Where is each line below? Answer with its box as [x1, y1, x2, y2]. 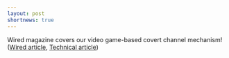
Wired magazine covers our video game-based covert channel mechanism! [7, 35, 223, 43]
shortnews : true [7, 17, 54, 23]
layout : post [7, 10, 45, 17]
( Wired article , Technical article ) [7, 43, 99, 51]
